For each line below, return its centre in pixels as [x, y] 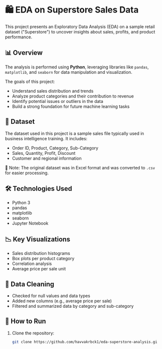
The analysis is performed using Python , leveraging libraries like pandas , [77, 67]
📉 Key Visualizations [38, 239]
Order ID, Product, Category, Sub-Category [55, 148]
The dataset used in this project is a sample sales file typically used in [74, 133]
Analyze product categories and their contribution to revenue [73, 96]
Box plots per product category [43, 259]
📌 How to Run [26, 321]
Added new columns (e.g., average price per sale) [62, 301]
